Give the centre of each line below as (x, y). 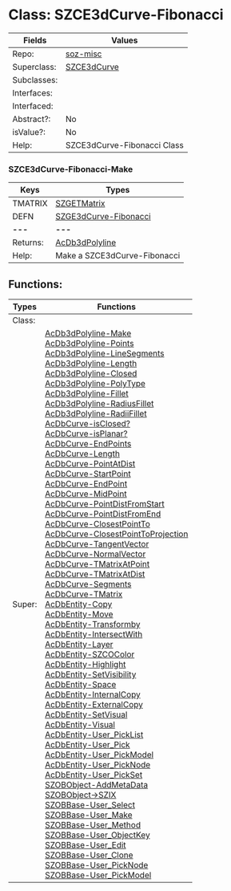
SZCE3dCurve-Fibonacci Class (124, 144)
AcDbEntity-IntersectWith (94, 634)
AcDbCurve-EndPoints (88, 444)
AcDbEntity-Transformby (93, 625)
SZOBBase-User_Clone (89, 855)
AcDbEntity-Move (79, 614)
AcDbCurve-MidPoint (86, 494)
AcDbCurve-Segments (88, 584)
